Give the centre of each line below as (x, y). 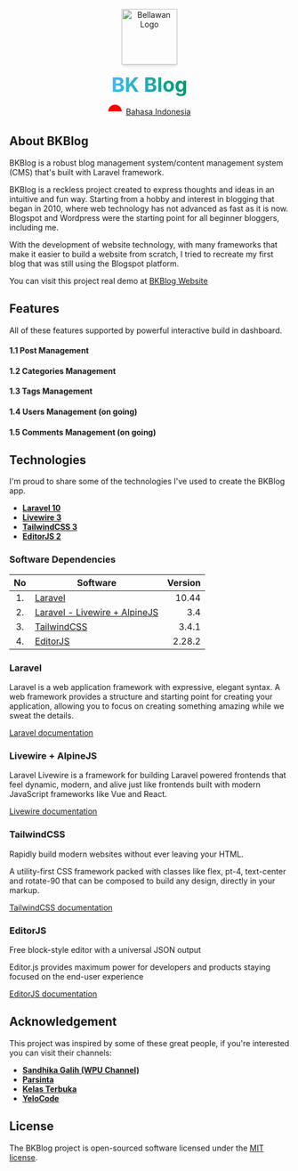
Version (185, 582)
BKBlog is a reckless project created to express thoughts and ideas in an (142, 189)
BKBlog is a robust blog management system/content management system (146, 163)
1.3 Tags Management (51, 391)
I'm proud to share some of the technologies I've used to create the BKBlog (147, 482)
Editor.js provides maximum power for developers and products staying (140, 967)
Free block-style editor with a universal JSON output (105, 949)
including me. (34, 227)
